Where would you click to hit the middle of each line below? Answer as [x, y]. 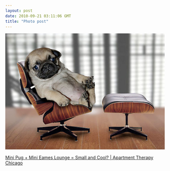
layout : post [19, 11]
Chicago [14, 163]
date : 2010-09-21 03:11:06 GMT [38, 16]
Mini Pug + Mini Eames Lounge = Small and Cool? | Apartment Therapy [79, 158]
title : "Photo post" [27, 21]
